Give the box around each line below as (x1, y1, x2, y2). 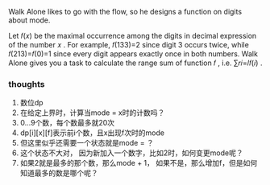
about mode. (8, 15, 51, 25)
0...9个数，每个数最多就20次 (19, 118, 115, 128)
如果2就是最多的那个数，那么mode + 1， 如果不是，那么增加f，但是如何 (19, 158, 258, 168)
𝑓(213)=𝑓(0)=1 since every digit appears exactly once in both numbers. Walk (8, 49, 258, 59)
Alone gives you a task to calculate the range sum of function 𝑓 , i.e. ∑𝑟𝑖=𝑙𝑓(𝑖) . (8, 58, 263, 68)
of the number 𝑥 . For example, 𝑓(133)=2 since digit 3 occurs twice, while (8, 40, 250, 49)
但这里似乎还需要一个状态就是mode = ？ (19, 138, 155, 148)
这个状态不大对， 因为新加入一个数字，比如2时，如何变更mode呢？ (19, 148, 243, 158)
